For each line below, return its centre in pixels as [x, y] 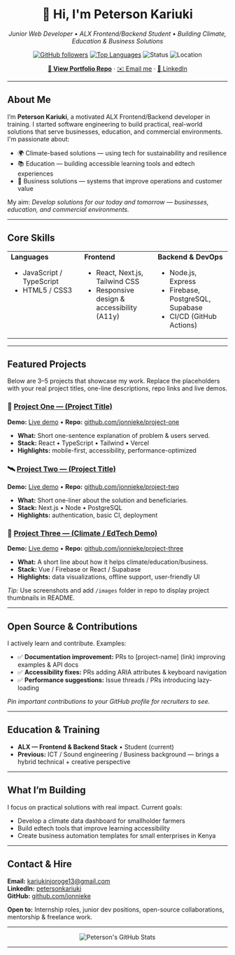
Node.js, [183, 272]
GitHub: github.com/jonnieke [49, 896]
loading [28, 688]
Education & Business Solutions [117, 41]
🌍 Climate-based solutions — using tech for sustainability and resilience [122, 153]
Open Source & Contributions [72, 627]
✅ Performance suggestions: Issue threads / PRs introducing [107, 680]
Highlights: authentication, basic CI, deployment [87, 515]
